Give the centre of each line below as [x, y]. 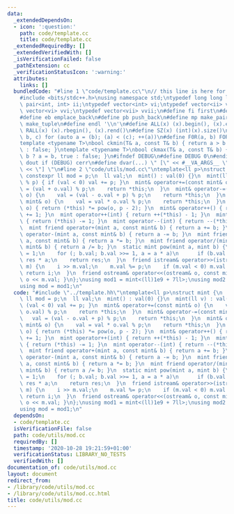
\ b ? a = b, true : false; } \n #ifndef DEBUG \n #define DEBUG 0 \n [117, 157]
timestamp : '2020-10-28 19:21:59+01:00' [73, 448]
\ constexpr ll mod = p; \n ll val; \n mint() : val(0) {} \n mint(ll [124, 176]
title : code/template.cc [56, 40]
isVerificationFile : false [53, 429]
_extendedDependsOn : [43, 20]
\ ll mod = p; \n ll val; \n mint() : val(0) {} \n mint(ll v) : [117, 299]
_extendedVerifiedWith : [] [53, 53]
